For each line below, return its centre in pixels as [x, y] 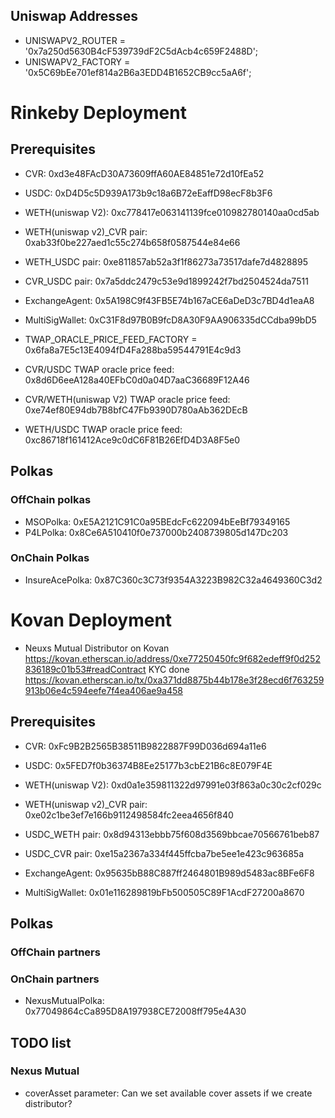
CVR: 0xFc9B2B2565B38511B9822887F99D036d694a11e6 [145, 746]
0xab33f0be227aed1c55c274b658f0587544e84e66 [132, 242]
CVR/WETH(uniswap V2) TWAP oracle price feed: [127, 399]
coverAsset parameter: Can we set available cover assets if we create [168, 1093]
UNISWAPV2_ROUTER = [75, 40]
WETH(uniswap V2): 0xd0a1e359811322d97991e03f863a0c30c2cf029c [173, 785]
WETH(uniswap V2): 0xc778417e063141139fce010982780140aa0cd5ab [172, 212]
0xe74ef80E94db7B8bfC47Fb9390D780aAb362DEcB [136, 410]
